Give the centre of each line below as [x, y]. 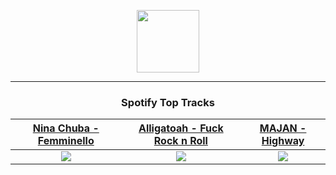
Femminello [66, 141]
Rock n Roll [180, 141]
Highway [283, 141]
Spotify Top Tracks [168, 102]
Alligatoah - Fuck [181, 128]
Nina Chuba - [66, 128]
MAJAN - [283, 128]
